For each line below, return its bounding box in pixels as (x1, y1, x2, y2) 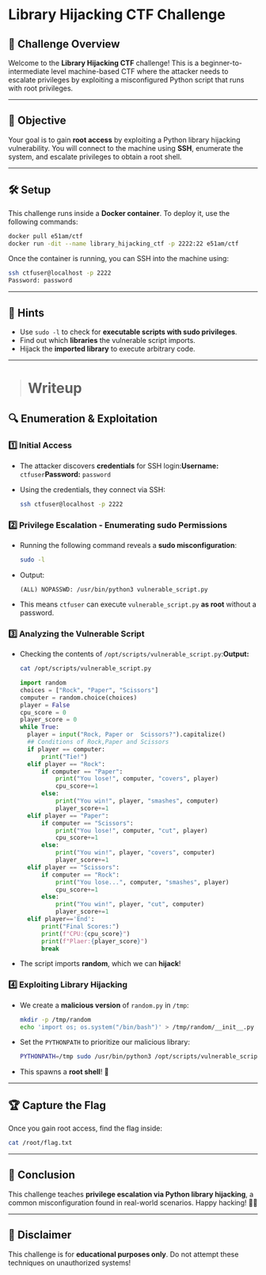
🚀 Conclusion (8, 1169, 75, 1182)
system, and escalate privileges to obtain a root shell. (8, 152, 182, 161)
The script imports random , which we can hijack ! (19, 959, 181, 969)
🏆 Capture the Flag (8, 1098, 107, 1112)
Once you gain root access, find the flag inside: (8, 1123, 162, 1133)
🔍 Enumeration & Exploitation (8, 411, 158, 426)
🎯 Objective (8, 114, 66, 128)
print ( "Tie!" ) (40, 753, 88, 761)
